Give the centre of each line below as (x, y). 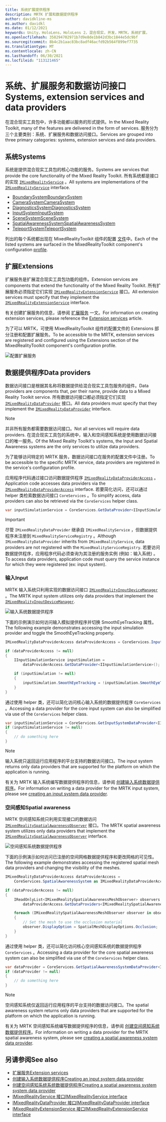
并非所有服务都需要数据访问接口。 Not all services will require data (72, 428)
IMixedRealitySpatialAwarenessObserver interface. (56, 836)
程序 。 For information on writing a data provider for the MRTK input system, (82, 788)
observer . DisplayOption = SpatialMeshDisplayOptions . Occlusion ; (90, 927)
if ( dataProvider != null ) (33, 972)
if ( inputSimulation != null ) (45, 674)
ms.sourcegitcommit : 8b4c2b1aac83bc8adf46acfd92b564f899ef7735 (72, 42)
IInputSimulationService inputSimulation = (60, 660)
